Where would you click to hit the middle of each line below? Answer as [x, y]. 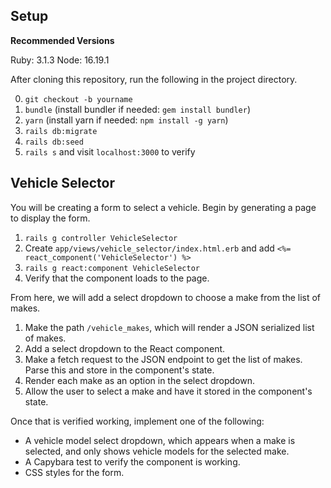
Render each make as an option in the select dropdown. [139, 380]
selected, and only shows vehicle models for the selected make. [157, 451]
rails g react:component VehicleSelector [112, 268]
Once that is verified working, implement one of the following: [137, 421]
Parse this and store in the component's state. [119, 370]
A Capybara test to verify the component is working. [132, 461]
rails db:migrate [61, 131]
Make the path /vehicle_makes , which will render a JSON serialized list [169, 327]
